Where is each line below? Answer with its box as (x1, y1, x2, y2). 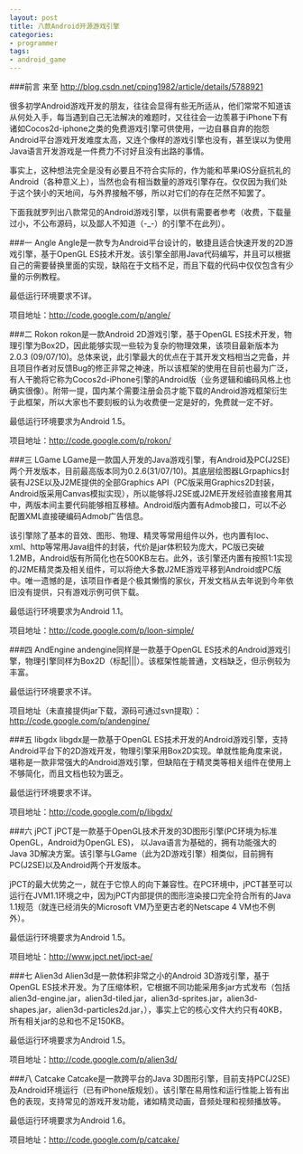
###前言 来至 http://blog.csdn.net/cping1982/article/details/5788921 (9, 81, 263, 91)
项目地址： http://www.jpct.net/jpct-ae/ (9, 951, 153, 961)
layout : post (9, 13, 59, 23)
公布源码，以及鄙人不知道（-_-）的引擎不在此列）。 (40, 218, 230, 229)
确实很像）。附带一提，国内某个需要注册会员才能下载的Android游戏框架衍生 (9, 385, 288, 396)
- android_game (9, 55, 67, 64)
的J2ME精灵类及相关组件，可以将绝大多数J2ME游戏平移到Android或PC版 (9, 564, 282, 574)
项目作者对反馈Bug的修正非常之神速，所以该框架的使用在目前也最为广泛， (16, 363, 293, 374)
